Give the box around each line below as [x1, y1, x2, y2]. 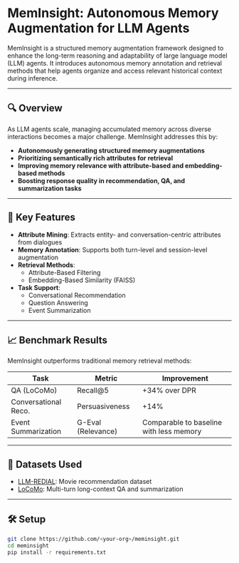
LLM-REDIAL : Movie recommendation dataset [17, 477, 152, 486]
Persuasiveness [77, 401, 130, 411]
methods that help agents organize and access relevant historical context [7, 66, 223, 75]
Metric [95, 373, 118, 383]
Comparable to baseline [142, 418, 223, 428]
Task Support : [17, 283, 60, 291]
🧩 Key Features [7, 212, 76, 224]
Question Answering [28, 298, 89, 307]
